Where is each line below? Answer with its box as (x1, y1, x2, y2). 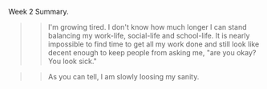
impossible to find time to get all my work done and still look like (47, 39, 260, 49)
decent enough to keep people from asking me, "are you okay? (47, 48, 257, 57)
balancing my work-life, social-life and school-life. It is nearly (47, 31, 250, 40)
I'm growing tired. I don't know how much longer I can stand (47, 22, 247, 31)
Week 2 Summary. (8, 7, 69, 16)
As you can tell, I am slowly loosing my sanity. (47, 72, 200, 81)
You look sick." (47, 56, 98, 66)
